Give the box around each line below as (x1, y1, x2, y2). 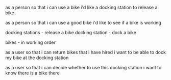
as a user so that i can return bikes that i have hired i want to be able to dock (5, 49, 166, 55)
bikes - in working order (5, 39, 56, 45)
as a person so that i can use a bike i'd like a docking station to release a (5, 5, 158, 10)
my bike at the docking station (5, 55, 69, 61)
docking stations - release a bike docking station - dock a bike (5, 30, 137, 35)
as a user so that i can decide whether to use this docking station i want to (5, 65, 162, 70)
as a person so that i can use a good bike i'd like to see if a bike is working (5, 20, 162, 25)
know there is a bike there (5, 70, 60, 76)
